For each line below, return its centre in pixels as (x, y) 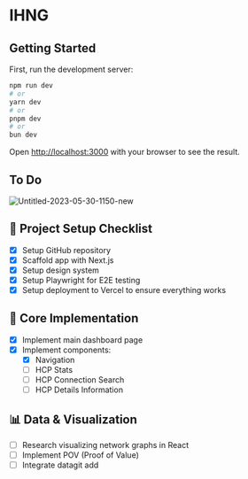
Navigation (55, 360)
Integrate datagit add (60, 465)
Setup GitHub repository (66, 250)
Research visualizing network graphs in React (105, 445)
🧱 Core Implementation (74, 318)
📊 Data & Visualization (73, 419)
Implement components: (66, 350)
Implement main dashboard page (82, 340)
